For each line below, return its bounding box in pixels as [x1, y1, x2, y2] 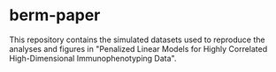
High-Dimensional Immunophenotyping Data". [9, 53, 177, 63]
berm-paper [9, 5, 101, 25]
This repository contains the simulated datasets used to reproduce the [9, 34, 265, 45]
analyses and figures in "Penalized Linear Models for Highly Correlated [9, 43, 268, 54]
